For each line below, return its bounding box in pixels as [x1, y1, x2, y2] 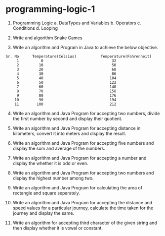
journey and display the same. [12, 210, 75, 216]
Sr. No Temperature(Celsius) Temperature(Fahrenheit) [5, 54, 152, 59]
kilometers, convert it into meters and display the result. [12, 130, 126, 136]
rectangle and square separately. [12, 190, 81, 196]
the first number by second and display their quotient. [12, 116, 123, 121]
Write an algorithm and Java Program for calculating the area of [12, 184, 143, 190]
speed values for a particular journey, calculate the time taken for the [12, 205, 154, 211]
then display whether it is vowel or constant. [12, 225, 103, 231]
